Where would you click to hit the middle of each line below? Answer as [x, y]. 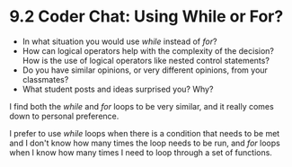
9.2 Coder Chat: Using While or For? [146, 17]
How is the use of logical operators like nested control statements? [146, 60]
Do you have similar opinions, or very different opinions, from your [145, 70]
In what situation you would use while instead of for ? [119, 41]
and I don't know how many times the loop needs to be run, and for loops [145, 143]
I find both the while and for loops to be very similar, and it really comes [142, 106]
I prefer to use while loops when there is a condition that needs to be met [145, 133]
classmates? [45, 79]
